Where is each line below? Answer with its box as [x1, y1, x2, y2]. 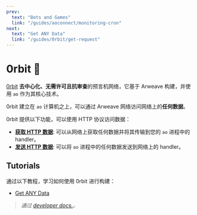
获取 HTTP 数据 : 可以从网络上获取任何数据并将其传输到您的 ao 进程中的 [14, 128, 190, 135]
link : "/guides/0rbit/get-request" [11, 36, 101, 42]
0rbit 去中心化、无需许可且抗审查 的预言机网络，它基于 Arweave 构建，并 [6, 82, 186, 90]
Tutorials [6, 161, 40, 171]
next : [6, 25, 20, 32]
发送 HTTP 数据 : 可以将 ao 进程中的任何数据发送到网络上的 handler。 [14, 143, 184, 150]
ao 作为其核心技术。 [13, 90, 62, 97]
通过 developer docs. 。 [20, 201, 78, 209]
